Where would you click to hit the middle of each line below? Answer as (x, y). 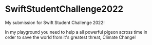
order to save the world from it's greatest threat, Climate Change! (71, 37)
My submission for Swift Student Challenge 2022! (55, 22)
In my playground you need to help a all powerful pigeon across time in (76, 32)
